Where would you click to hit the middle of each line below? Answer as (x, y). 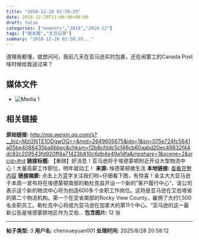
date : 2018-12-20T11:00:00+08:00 (47, 17)
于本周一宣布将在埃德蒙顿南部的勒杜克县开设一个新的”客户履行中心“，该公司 (99, 183)
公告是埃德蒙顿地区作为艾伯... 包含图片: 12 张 (66, 212)
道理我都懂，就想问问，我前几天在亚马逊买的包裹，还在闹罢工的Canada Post (99, 56)
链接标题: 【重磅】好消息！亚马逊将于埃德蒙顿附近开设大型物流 (103, 161)
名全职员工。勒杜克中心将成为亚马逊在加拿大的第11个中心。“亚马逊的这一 (95, 205)
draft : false (22, 22)
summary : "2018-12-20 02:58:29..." (50, 39)
